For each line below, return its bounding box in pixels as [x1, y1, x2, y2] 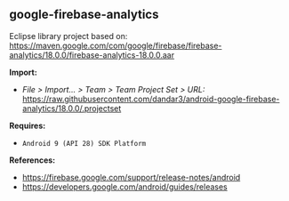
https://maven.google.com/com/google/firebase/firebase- [9, 40, 222, 51]
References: [9, 155, 56, 165]
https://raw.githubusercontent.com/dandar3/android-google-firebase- [21, 93, 280, 104]
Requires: [9, 120, 46, 131]
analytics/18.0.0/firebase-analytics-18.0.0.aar [9, 49, 175, 60]
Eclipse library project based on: [9, 30, 128, 41]
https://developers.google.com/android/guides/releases [21, 181, 229, 192]
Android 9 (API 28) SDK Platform [21, 139, 147, 148]
